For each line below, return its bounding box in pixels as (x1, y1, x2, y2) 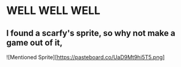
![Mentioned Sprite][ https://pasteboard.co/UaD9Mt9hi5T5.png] (6, 54, 165, 61)
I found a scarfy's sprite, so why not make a (6, 28, 176, 38)
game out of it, (6, 37, 63, 48)
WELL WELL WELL (6, 4, 101, 18)
